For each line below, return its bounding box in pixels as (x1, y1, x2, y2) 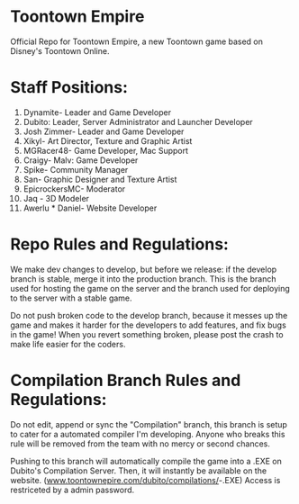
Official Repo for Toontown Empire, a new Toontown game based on (10, 36, 264, 47)
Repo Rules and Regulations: (10, 234, 229, 255)
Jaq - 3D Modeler (23, 193, 89, 203)
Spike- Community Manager (23, 164, 129, 175)
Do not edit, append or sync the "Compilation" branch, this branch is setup (10, 418, 287, 429)
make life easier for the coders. (10, 338, 126, 349)
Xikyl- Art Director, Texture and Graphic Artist (23, 135, 193, 146)
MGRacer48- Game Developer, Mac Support (23, 145, 188, 156)
